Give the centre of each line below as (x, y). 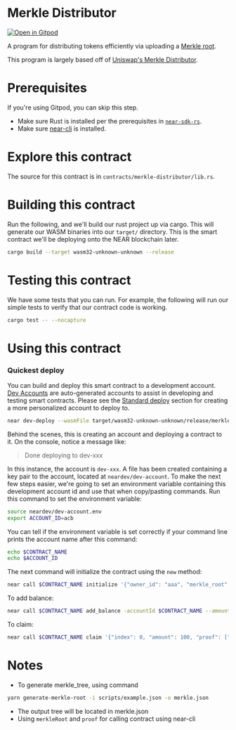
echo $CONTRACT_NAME (38, 552)
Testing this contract (69, 280)
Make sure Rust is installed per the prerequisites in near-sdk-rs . (110, 121)
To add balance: (31, 598)
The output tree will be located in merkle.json (83, 711)
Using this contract (64, 348)
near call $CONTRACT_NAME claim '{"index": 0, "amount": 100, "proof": (114, 637)
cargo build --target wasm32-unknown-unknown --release (91, 252)
